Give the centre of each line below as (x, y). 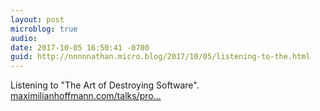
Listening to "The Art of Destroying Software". (105, 85)
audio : (24, 38)
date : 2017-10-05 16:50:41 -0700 (80, 47)
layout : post (37, 19)
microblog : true (44, 29)
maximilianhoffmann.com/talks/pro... (86, 96)
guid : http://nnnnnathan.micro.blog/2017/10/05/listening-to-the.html (160, 57)
